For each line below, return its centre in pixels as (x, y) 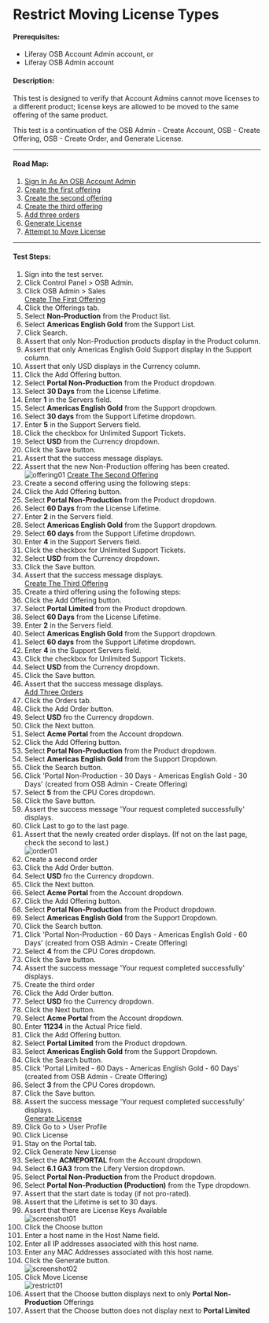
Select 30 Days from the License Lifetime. (92, 391)
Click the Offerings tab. (62, 308)
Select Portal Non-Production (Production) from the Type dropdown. (137, 1185)
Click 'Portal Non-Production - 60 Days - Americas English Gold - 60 (136, 934)
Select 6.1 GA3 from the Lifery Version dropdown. (105, 1168)
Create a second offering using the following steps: (107, 483)
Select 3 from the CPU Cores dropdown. (90, 1085)
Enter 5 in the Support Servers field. (83, 425)
